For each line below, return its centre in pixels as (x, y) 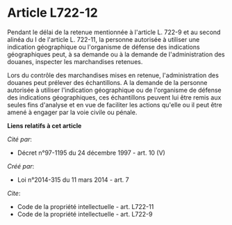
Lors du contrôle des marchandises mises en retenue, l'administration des (113, 75)
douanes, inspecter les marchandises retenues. (75, 61)
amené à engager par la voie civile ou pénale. (72, 112)
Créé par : (21, 166)
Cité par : (20, 139)
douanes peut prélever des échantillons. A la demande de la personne (107, 82)
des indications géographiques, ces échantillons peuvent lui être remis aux (114, 97)
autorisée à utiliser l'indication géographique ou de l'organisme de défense (114, 90)
